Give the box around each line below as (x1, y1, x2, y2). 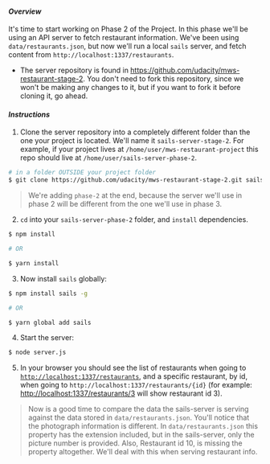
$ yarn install (8, 259, 59, 267)
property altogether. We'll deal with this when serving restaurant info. (27, 447, 258, 457)
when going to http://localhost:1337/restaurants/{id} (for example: (19, 380, 253, 390)
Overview (8, 6, 42, 16)
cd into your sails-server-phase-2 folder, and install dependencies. (19, 215, 249, 224)
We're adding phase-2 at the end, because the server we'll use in (27, 191, 243, 200)
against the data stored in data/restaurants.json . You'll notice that (27, 413, 250, 422)
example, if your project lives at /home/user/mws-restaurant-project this (19, 145, 259, 154)
